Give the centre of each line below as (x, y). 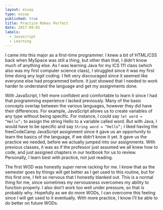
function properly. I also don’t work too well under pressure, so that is (75, 187)
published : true (21, 18)
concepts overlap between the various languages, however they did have (79, 105)
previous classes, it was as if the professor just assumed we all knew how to (81, 147)
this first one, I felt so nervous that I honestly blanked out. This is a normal (79, 177)
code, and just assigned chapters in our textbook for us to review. (71, 152)
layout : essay (19, 9)
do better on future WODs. (32, 203)
